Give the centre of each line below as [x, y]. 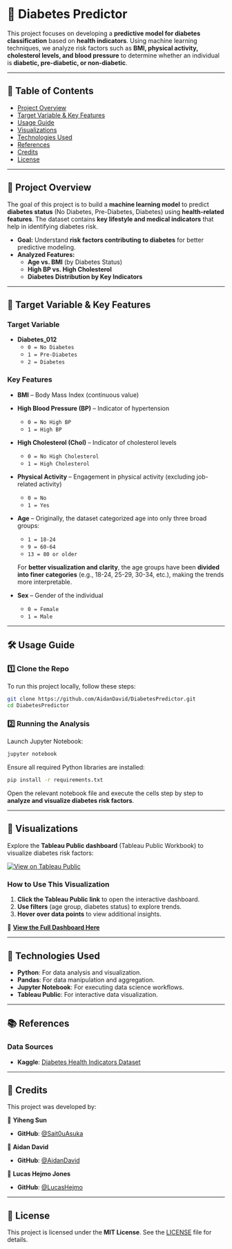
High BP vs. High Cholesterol [70, 269]
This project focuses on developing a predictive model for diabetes [104, 33]
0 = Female [43, 609]
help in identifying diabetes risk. [52, 226]
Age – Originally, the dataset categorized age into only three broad [112, 518]
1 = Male [40, 617]
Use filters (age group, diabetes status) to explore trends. [99, 907]
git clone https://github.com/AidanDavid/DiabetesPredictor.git [101, 699]
